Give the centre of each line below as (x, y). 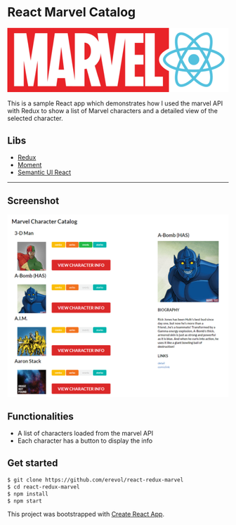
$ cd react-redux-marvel (44, 487)
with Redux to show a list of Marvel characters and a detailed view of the (112, 111)
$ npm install (28, 494)
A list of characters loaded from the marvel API (85, 434)
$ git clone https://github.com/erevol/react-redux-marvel (96, 480)
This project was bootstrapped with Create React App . (86, 514)
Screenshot (33, 201)
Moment (29, 164)
